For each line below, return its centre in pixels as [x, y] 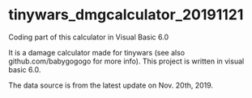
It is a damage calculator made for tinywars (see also [96, 52]
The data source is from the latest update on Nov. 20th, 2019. [111, 85]
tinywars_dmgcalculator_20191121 [126, 15]
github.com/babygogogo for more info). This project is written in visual [126, 61]
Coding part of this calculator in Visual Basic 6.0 [88, 37]
